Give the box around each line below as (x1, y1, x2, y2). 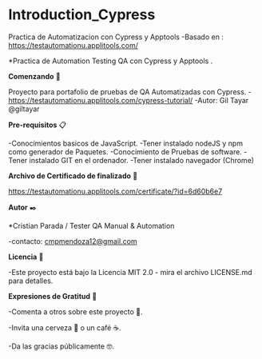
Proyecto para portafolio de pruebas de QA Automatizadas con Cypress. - (8, 86, 252, 97)
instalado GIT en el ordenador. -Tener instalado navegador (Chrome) (29, 155, 254, 165)
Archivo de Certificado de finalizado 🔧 (8, 170, 138, 181)
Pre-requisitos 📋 (8, 120, 67, 130)
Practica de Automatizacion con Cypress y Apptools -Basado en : (8, 32, 224, 42)
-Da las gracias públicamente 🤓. (8, 341, 114, 351)
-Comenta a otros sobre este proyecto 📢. (8, 306, 143, 317)
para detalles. (8, 276, 54, 285)
